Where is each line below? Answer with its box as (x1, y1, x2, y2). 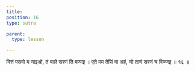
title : (6, 8, 23, 15)
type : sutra (6, 20, 36, 26)
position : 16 (6, 14, 39, 20)
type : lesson (11, 37, 45, 43)
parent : (6, 31, 26, 37)
